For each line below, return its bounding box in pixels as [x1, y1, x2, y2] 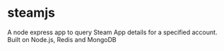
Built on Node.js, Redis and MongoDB [7, 35, 117, 43]
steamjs [7, 5, 55, 21]
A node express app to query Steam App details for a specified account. [7, 28, 218, 36]
